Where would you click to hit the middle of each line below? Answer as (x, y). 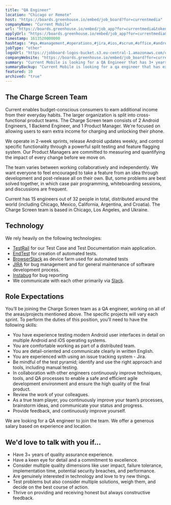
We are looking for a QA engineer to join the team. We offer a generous (80, 421)
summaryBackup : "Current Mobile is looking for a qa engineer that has (83, 67)
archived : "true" (24, 77)
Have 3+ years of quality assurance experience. (63, 454)
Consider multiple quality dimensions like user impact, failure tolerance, (88, 466)
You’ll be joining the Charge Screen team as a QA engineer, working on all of (85, 309)
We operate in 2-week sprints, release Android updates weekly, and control (84, 141)
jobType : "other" (24, 48)
